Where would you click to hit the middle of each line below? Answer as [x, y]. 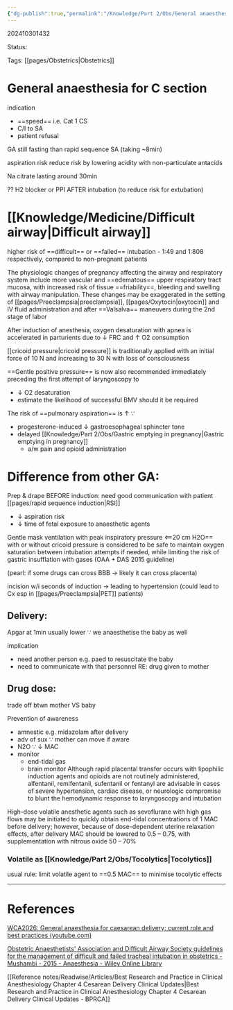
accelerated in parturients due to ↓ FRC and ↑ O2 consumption [98, 337]
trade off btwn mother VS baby [51, 705]
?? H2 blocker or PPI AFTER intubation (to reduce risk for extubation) [105, 189]
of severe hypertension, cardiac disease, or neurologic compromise [124, 791]
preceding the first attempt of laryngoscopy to [73, 379]
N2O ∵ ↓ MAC [38, 747]
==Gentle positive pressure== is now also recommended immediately [107, 371]
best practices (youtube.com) [50, 935]
